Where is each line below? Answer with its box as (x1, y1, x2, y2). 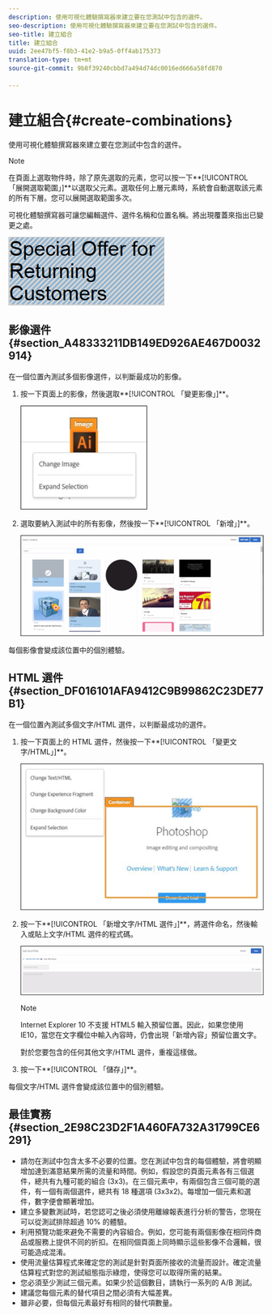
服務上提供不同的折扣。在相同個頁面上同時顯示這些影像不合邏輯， (34, 1236, 255, 1247)
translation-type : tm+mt (8, 56, 92, 64)
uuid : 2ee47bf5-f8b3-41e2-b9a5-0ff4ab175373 (8, 47, 161, 56)
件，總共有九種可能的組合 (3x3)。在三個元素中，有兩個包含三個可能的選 (19, 1176, 261, 1186)
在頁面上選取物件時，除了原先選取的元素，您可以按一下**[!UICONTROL (8, 173, 249, 182)
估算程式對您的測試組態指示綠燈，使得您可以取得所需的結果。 (19, 1267, 227, 1277)
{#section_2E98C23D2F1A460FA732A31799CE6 (8, 1121, 261, 1134)
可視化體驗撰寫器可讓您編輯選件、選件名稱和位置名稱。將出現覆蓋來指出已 (8, 210, 257, 220)
